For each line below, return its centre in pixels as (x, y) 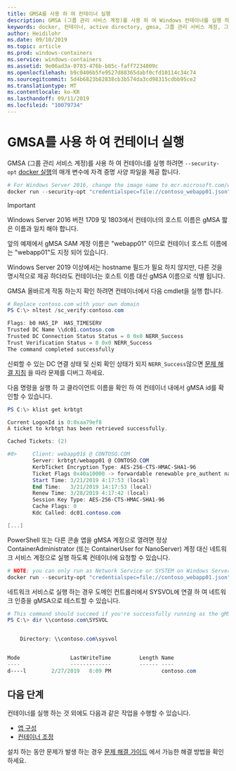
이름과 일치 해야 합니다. (46, 228)
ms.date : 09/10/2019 (38, 40)
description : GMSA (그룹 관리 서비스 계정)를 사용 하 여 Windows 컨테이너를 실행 (114, 20)
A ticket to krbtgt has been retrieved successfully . (88, 429)
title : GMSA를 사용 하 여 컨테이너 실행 (59, 14)
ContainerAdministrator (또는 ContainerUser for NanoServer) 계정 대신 (108, 548)
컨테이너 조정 (35, 737)
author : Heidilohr (34, 33)
